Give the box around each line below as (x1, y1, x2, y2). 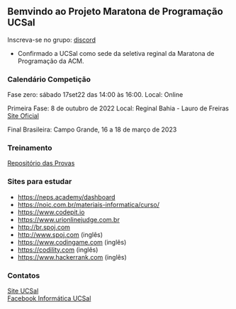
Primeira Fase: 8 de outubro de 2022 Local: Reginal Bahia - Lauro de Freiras (7, 104, 229, 112)
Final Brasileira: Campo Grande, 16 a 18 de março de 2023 (7, 125, 177, 134)
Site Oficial (7, 112, 39, 120)
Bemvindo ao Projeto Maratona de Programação (7, 6, 223, 18)
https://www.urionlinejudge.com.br (17, 215, 120, 223)
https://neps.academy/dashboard (17, 192, 116, 201)
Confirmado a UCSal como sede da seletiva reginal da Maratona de (17, 49, 215, 57)
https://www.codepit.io (17, 208, 85, 216)
